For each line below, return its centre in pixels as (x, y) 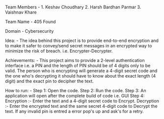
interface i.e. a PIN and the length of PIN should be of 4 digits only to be (78, 66)
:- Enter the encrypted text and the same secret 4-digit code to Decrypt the (82, 106)
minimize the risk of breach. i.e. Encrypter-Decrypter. (59, 51)
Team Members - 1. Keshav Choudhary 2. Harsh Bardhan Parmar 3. (73, 7)
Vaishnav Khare (21, 12)
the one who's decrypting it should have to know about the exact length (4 (81, 76)
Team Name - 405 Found (30, 22)
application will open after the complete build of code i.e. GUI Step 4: (75, 96)
